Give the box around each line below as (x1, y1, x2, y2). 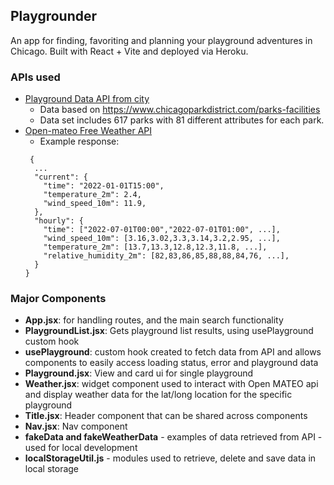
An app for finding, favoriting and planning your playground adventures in (10, 34, 313, 46)
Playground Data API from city (24, 93, 150, 105)
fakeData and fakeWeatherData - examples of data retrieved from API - (24, 431, 323, 443)
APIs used (10, 70, 61, 84)
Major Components (10, 292, 107, 306)
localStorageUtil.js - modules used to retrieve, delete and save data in (24, 452, 317, 464)
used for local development (24, 442, 138, 454)
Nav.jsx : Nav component (24, 420, 128, 433)
